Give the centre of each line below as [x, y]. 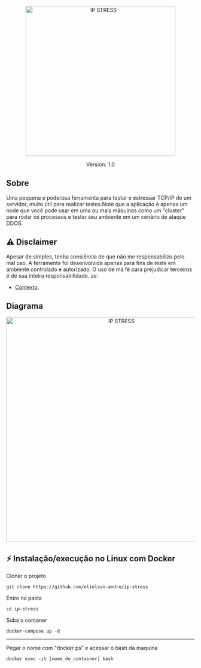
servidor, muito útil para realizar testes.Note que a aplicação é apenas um [97, 204]
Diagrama [25, 306]
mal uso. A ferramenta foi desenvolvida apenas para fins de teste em [91, 263]
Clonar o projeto [26, 576]
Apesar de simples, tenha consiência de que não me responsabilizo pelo [95, 256]
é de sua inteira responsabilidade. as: [52, 275]
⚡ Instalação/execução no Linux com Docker [91, 559]
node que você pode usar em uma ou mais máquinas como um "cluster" [95, 210]
